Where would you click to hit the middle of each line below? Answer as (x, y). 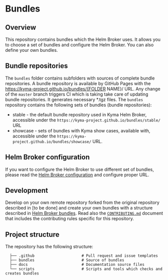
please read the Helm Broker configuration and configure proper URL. (77, 175)
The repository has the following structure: (49, 247)
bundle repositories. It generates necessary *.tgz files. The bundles (74, 99)
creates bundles (22, 273)
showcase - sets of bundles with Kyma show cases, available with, (81, 130)
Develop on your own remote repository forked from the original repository (82, 202)
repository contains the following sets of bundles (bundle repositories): (78, 105)
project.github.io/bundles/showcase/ (52, 142)
